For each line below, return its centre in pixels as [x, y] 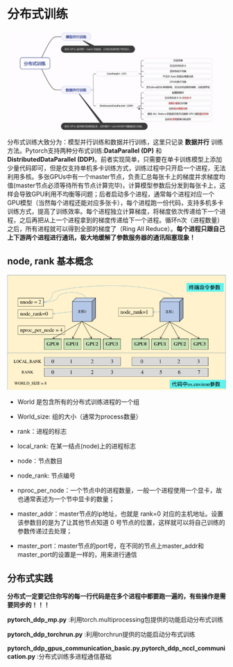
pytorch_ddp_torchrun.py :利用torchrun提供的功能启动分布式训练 [101, 634]
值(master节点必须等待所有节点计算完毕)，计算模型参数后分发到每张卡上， [113, 185]
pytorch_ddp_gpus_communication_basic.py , [75, 648]
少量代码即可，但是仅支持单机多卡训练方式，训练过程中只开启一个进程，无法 [116, 168]
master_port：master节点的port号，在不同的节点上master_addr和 [111, 546]
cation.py [21, 657]
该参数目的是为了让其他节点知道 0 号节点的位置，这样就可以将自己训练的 [121, 522]
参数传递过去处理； [45, 531]
